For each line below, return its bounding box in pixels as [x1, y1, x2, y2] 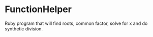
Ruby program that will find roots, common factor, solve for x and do [5, 20, 148, 26]
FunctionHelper [5, 4, 72, 15]
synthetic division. [5, 25, 43, 31]
